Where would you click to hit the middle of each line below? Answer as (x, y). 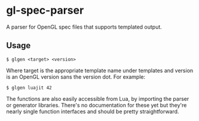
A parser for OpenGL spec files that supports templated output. (84, 27)
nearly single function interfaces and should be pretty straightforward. (93, 111)
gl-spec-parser (45, 10)
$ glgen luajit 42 (29, 88)
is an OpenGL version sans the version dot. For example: (76, 77)
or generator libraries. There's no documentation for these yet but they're (97, 105)
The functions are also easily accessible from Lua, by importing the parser (98, 98)
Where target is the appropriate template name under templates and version (100, 70)
